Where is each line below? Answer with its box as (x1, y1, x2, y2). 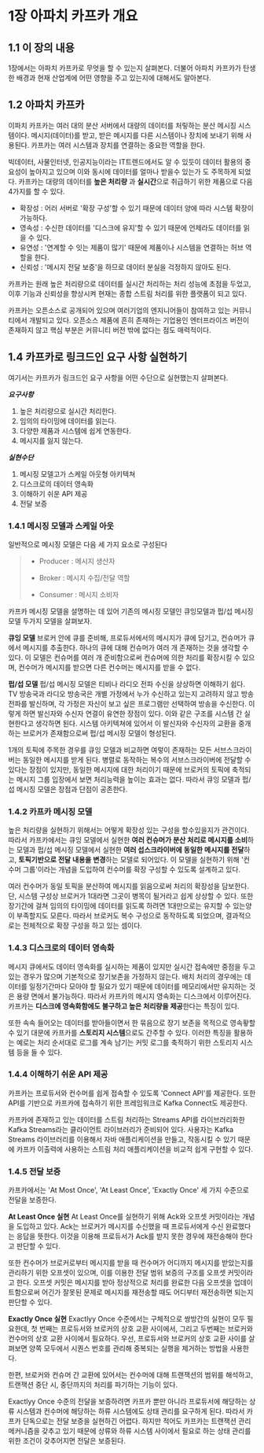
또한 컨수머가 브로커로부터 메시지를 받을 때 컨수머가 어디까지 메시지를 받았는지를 (8, 1258, 254, 1267)
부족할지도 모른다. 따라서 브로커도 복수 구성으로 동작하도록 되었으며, (16, 911, 224, 920)
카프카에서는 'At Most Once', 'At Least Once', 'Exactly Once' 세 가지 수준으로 (8, 1186, 250, 1195)
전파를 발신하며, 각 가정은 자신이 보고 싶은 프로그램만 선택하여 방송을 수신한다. (8, 699, 247, 708)
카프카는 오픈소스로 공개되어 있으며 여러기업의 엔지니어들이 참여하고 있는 (8, 305, 231, 315)
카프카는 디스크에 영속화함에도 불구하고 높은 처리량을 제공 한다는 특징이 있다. (8, 1001, 240, 1011)
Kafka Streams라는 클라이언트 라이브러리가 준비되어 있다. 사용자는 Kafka (8, 1124, 234, 1134)
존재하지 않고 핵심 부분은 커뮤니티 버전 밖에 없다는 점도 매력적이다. (8, 325, 211, 334)
